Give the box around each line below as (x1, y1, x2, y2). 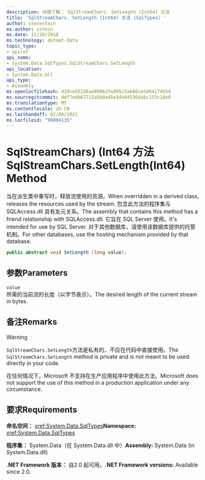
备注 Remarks (6, 317, 58, 327)
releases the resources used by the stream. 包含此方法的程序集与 (6, 200, 171, 208)
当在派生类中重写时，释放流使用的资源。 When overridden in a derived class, (6, 193, 199, 200)
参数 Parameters (6, 268, 68, 278)
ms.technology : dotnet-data (6, 37, 78, 43)
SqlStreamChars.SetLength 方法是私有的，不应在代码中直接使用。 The (6, 346, 179, 353)
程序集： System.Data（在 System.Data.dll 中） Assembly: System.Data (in (6, 441, 195, 449)
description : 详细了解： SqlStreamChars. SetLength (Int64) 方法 (6, 9, 170, 15)
